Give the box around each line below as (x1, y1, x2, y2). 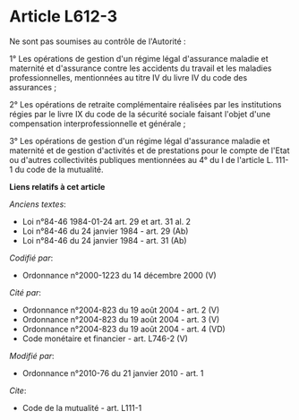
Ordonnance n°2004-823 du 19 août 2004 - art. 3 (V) (21, 313, 220, 324)
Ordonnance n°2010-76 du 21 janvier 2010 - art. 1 (21, 367, 204, 378)
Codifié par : (9, 253, 54, 263)
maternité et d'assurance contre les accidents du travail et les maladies (9, 63, 272, 73)
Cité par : (9, 287, 42, 297)
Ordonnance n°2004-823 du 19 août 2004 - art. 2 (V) (21, 304, 220, 315)
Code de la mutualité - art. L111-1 (21, 402, 142, 413)
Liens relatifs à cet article (9, 181, 106, 192)
